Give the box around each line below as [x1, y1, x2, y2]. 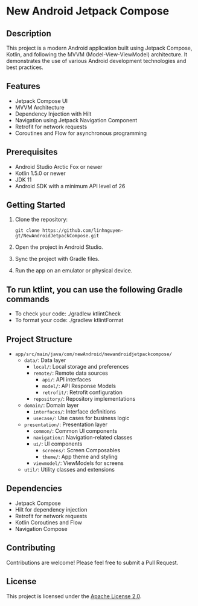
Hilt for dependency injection [14, 506, 88, 513]
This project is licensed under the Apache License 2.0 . [6, 592, 142, 600]
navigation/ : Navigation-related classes [33, 434, 133, 441]
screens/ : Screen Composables [42, 447, 121, 454]
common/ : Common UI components [33, 427, 118, 435]
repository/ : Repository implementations [33, 395, 136, 403]
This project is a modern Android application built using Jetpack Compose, [6, 44, 193, 51]
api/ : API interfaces [42, 376, 92, 383]
